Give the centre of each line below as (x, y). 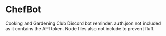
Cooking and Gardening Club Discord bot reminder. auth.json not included (83, 23)
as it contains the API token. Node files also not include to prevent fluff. (80, 28)
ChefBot (23, 9)
